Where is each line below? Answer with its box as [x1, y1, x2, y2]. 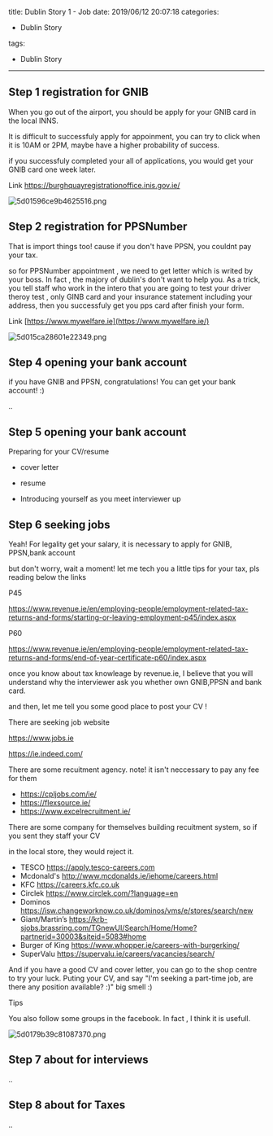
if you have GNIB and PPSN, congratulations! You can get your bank [8, 377, 236, 387]
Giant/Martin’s [19, 915, 67, 924]
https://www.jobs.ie [8, 733, 75, 743]
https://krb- [68, 915, 108, 924]
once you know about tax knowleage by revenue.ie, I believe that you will [8, 669, 253, 678]
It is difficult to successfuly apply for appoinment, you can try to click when [8, 131, 261, 141]
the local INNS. [8, 116, 58, 125]
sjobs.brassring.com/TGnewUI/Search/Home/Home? [19, 923, 197, 933]
